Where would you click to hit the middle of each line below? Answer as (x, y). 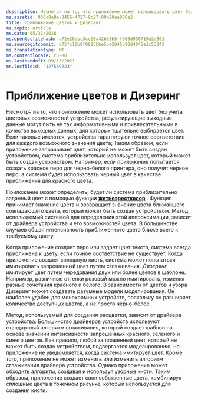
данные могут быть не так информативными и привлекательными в (92, 124)
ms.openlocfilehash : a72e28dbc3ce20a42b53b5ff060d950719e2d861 (85, 39)
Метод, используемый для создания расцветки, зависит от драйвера (94, 315)
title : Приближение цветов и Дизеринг (54, 22)
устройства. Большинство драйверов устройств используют (83, 321)
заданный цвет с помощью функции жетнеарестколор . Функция (89, 199)
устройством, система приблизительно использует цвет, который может (98, 156)
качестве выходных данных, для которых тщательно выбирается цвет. (95, 131)
